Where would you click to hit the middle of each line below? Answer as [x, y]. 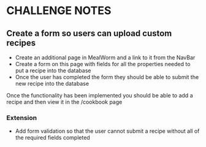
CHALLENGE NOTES [59, 11]
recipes [21, 43]
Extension [22, 118]
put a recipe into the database [53, 70]
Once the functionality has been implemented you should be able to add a [100, 95]
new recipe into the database [52, 84]
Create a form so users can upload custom [89, 33]
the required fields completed [52, 138]
